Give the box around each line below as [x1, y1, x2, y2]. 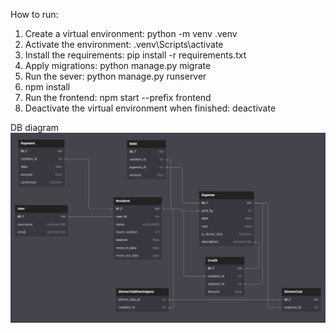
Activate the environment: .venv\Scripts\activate [24, 39, 224, 50]
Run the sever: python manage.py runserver [24, 70, 207, 82]
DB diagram [10, 122, 60, 133]
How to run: [10, 9, 59, 20]
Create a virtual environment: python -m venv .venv [24, 28, 238, 39]
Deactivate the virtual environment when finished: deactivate [24, 102, 277, 114]
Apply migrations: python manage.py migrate [24, 60, 212, 71]
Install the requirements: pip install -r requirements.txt [24, 49, 247, 61]
